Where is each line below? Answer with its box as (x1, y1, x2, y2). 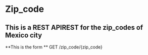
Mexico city (5, 31, 42, 39)
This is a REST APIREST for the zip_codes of (5, 23, 144, 32)
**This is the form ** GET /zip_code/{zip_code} (5, 44, 103, 50)
